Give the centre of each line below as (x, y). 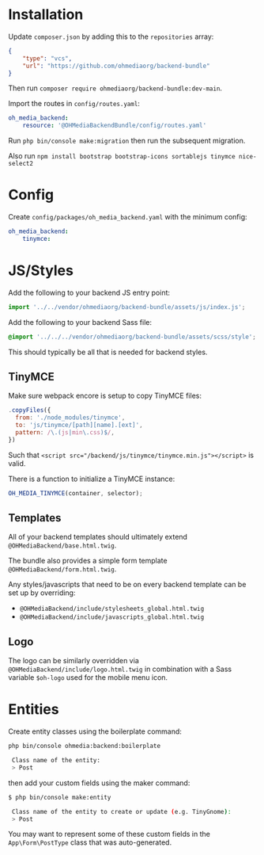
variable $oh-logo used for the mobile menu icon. (88, 678)
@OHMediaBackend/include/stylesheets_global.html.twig (112, 609)
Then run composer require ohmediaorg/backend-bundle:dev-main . (115, 88)
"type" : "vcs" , (47, 58)
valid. (17, 463)
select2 (21, 164)
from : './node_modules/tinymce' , (70, 418)
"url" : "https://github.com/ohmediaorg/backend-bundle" (117, 66)
